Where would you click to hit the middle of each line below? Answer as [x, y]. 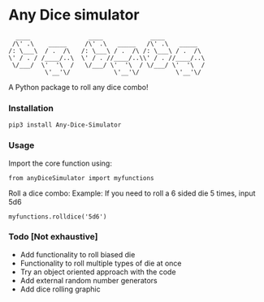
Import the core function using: [60, 163]
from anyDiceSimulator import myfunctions [81, 178]
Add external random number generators [89, 280]
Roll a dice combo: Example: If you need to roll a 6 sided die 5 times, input [132, 193]
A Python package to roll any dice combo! [78, 87]
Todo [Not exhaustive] [54, 237]
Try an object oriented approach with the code [98, 272]
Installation [31, 108]
